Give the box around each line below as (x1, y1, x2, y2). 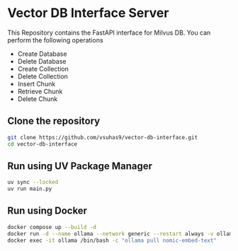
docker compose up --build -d (7, 223, 97, 230)
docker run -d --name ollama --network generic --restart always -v (7, 230, 214, 238)
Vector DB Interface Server (7, 5, 169, 21)
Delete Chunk (17, 94, 58, 103)
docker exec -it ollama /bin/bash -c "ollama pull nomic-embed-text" (7, 237, 217, 244)
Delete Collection (17, 72, 69, 81)
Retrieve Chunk (17, 87, 63, 95)
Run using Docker (7, 205, 87, 217)
